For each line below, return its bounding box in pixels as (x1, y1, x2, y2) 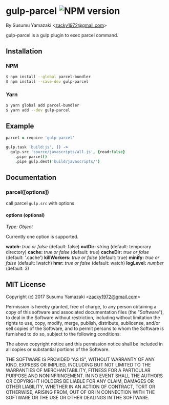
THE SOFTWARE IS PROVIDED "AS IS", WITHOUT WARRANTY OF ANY (6, 356, 155, 362)
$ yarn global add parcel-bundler (6, 103, 80, 108)
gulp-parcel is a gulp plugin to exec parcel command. (6, 32, 118, 38)
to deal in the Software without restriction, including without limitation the (6, 315, 160, 321)
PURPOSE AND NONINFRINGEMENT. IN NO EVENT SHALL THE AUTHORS (6, 373, 163, 379)
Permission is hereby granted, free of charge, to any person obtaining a (6, 304, 157, 310)
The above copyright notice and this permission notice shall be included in (6, 341, 163, 347)
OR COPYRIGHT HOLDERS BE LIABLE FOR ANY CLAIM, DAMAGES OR (6, 378, 154, 384)
